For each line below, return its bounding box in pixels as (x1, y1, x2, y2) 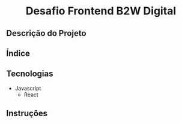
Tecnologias (6, 69, 53, 79)
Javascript (14, 84, 41, 92)
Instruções (6, 108, 48, 119)
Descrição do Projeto (6, 28, 86, 38)
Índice (6, 48, 30, 58)
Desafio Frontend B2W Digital (25, 4, 177, 18)
